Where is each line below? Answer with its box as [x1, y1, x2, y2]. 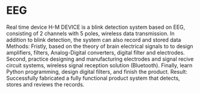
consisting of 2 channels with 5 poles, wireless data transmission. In [6, 29, 175, 37]
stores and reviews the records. [6, 80, 85, 88]
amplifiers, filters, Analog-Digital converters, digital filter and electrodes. [6, 49, 185, 56]
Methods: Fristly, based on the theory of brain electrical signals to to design [6, 43, 193, 50]
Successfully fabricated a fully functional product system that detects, [6, 74, 180, 82]
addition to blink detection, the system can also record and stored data [6, 36, 181, 43]
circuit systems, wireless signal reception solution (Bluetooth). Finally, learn [6, 61, 193, 69]
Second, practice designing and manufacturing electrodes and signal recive [6, 55, 194, 62]
